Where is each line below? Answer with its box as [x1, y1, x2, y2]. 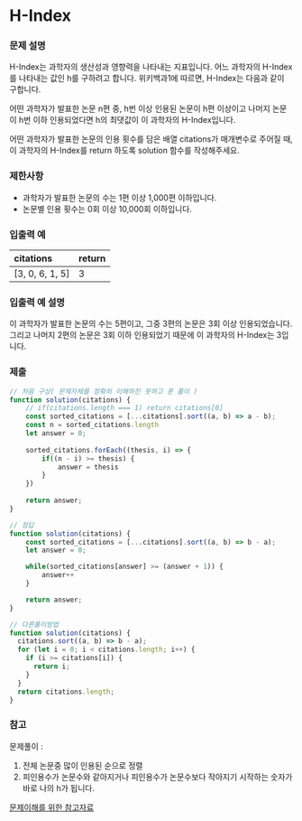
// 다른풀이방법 [9, 620, 59, 629]
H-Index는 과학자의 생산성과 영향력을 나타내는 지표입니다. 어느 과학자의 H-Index [9, 61, 293, 72]
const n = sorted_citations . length [25, 421, 160, 430]
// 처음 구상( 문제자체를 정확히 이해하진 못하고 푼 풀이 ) [9, 387, 198, 396]
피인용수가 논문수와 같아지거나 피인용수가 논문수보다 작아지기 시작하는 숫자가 [22, 771, 293, 782]
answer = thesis [57, 462, 119, 471]
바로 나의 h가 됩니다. [22, 782, 95, 793]
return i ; [32, 662, 70, 671]
